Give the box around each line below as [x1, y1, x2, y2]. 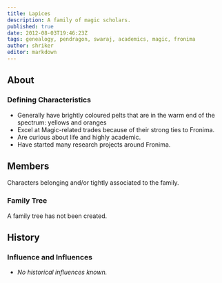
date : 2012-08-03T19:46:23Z [7, 29, 88, 37]
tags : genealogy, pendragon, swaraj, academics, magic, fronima [7, 36, 196, 43]
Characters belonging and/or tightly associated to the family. [7, 179, 179, 187]
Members [7, 160, 50, 172]
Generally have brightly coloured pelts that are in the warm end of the [17, 111, 215, 119]
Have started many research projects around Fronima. [17, 140, 171, 149]
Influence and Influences [7, 252, 93, 262]
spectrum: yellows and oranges [17, 118, 107, 127]
